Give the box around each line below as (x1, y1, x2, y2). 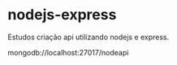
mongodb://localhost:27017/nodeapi (7, 47, 129, 57)
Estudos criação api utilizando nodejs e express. (7, 32, 170, 42)
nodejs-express (7, 6, 117, 24)
